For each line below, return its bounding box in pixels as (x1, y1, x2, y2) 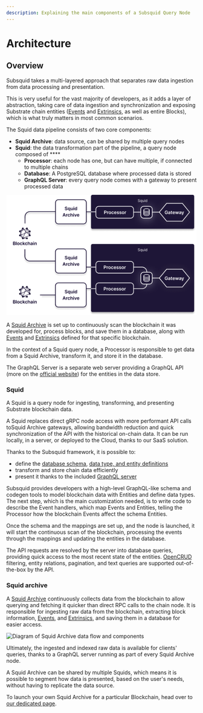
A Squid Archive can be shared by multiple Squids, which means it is (6, 669, 177, 676)
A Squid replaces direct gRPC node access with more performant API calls (6, 418, 192, 425)
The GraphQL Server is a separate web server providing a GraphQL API (6, 364, 184, 372)
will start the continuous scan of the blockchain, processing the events (6, 528, 182, 536)
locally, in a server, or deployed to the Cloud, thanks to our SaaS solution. (6, 436, 189, 444)
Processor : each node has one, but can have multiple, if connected (24, 157, 192, 164)
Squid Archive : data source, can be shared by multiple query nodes (14, 137, 185, 145)
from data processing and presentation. (6, 83, 105, 90)
